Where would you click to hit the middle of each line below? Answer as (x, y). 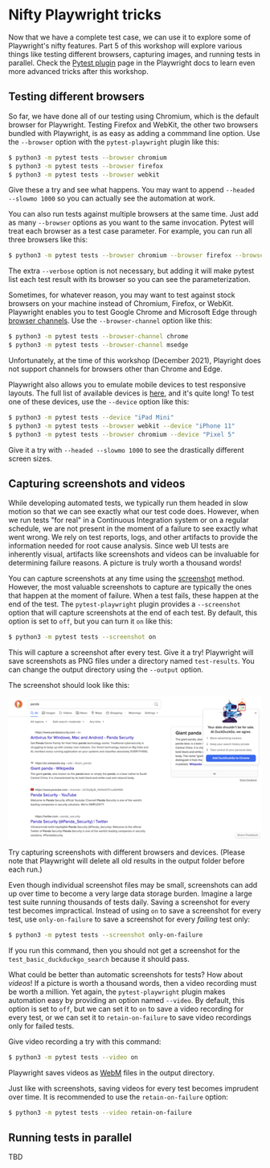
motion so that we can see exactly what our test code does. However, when (134, 512)
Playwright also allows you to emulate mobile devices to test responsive (127, 385)
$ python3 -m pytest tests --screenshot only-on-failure (106, 935)
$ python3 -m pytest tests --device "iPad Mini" (91, 417)
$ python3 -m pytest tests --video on (73, 1057)
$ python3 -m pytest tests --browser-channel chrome (98, 337)
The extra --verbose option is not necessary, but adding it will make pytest (131, 271)
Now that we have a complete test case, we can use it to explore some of (130, 37)
